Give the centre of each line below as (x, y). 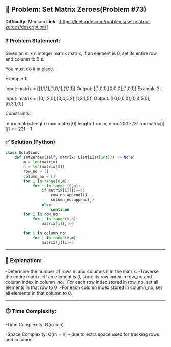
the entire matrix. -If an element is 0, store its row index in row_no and (79, 277)
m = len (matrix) (41, 162)
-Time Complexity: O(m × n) (35, 324)
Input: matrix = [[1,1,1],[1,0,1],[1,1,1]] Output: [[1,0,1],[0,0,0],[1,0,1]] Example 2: (83, 89)
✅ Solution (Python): (31, 142)
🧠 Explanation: (24, 260)
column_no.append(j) (73, 200)
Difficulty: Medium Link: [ (33, 21)
